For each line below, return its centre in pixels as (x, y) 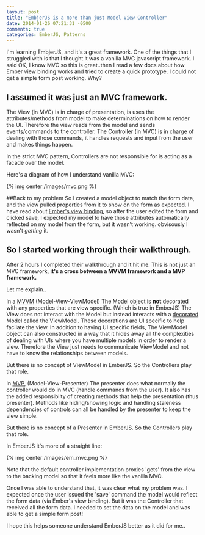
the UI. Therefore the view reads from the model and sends (81, 125)
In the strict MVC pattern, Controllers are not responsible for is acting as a (99, 156)
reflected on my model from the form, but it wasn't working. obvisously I (97, 224)
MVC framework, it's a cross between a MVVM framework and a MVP (96, 271)
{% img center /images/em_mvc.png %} (57, 457)
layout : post (23, 12)
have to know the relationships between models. (67, 353)
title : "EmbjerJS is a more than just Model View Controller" (87, 18)
